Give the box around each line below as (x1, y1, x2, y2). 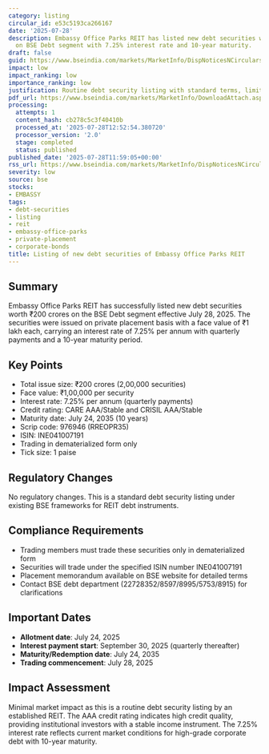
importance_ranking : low (8, 79, 91, 87)
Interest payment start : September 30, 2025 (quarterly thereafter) (19, 640, 240, 650)
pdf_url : (8, 94, 38, 102)
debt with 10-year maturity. (8, 736, 98, 746)
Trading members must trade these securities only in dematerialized (19, 545, 246, 554)
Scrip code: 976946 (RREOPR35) (19, 422, 130, 432)
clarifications (19, 587, 63, 597)
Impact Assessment (8, 681, 110, 695)
